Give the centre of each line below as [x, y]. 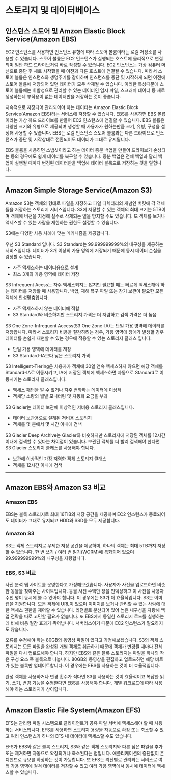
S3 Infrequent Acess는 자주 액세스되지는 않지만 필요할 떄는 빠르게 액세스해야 [82, 285]
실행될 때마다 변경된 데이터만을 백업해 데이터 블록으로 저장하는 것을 [81, 163]
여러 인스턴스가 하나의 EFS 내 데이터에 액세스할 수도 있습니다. [72, 736]
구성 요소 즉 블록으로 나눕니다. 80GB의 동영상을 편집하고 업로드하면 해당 [82, 659]
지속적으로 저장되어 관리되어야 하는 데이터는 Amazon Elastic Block [72, 107]
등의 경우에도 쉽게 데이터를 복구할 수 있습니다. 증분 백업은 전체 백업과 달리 [84, 156]
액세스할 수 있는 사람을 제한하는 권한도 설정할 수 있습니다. [62, 222]
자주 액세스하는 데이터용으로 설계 [45, 267]
